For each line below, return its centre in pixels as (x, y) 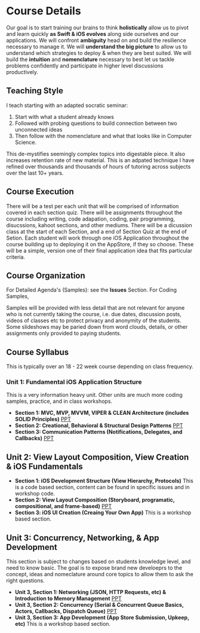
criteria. (16, 257)
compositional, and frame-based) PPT (63, 506)
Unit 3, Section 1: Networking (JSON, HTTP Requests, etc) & (90, 592)
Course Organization (46, 275)
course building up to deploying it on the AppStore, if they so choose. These (100, 244)
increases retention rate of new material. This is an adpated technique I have (100, 160)
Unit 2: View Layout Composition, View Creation (98, 457)
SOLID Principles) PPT (43, 419)
